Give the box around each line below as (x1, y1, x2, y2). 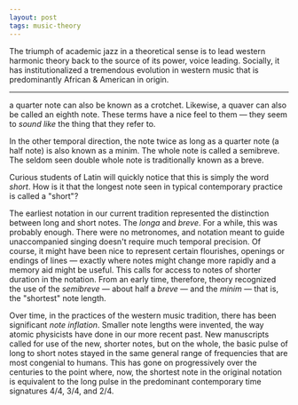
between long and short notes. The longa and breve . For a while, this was (9, 217, 278, 227)
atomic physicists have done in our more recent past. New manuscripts (9, 329, 270, 339)
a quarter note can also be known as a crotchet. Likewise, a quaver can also (9, 99, 286, 110)
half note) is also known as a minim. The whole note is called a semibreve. (9, 145, 280, 155)
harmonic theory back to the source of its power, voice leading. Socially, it (9, 55, 280, 66)
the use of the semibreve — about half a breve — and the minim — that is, (9, 283, 279, 294)
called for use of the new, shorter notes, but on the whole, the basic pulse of (9, 338, 288, 349)
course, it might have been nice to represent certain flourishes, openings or (9, 245, 286, 256)
